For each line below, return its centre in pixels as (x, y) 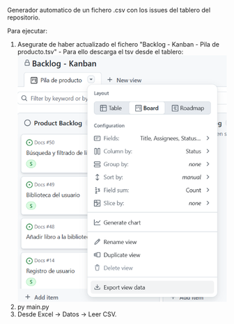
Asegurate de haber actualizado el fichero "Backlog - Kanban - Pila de (118, 44)
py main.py (33, 307)
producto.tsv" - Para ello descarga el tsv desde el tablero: (100, 52)
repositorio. (24, 17)
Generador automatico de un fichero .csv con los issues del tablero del (109, 10)
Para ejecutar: (27, 31)
